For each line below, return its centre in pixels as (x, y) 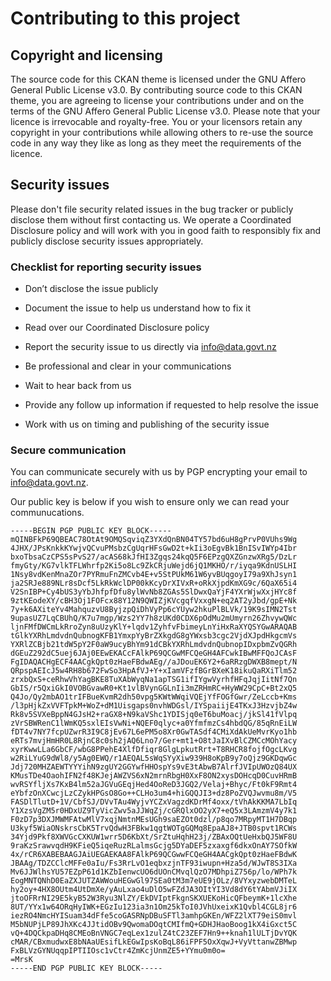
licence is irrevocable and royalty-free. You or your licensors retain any (156, 121)
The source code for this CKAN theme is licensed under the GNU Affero (158, 79)
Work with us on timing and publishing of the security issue (147, 424)
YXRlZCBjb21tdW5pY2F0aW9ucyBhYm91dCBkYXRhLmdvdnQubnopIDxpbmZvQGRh (154, 645)
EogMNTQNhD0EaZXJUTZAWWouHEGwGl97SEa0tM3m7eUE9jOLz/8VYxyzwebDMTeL (154, 881)
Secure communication (68, 450)
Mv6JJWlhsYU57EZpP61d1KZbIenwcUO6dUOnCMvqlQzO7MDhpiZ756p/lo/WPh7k (154, 872)
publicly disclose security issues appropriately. (107, 241)
